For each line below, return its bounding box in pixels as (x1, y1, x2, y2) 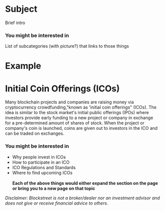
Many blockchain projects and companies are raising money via (5, 99, 134, 105)
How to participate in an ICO (12, 159, 70, 165)
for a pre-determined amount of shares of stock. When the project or (5, 120, 145, 126)
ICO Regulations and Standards (12, 164, 76, 170)
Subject (5, 3, 38, 15)
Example (5, 60, 41, 72)
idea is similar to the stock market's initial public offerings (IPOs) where (5, 110, 149, 116)
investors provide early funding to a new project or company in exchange (5, 115, 153, 121)
